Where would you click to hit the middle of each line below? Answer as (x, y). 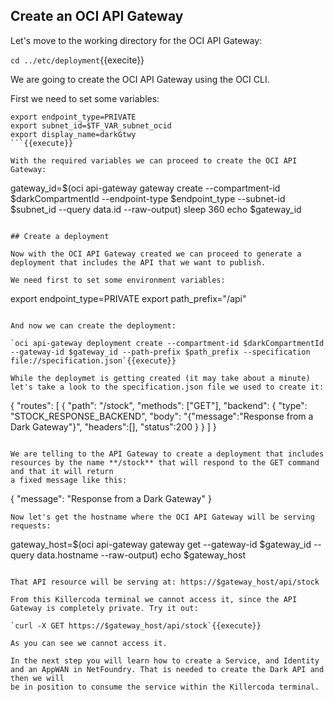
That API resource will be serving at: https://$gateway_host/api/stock (165, 582)
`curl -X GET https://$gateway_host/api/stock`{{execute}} (136, 625)
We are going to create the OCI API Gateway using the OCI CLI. (140, 79)
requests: (31, 525)
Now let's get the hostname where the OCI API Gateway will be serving (162, 517)
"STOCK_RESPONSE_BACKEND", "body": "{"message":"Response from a (162, 416)
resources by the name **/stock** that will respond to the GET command (165, 462)
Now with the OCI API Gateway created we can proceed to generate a (156, 254)
